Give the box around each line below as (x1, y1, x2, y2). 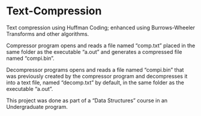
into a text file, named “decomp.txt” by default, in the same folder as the (6, 79, 184, 86)
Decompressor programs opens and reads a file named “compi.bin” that (6, 66, 184, 73)
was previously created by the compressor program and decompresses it (6, 72, 188, 80)
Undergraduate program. (6, 103, 68, 110)
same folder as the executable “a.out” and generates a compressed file (6, 48, 182, 55)
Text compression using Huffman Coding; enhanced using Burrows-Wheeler (6, 24, 195, 31)
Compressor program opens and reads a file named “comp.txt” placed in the (6, 42, 196, 49)
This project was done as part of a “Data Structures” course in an (6, 97, 168, 104)
